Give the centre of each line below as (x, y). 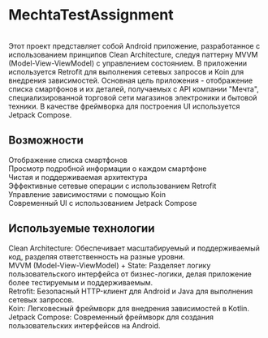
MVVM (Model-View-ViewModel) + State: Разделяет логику (110, 265)
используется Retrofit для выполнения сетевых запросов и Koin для (126, 71)
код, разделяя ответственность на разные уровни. (97, 256)
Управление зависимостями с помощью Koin (87, 194)
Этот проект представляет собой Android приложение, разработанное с (134, 45)
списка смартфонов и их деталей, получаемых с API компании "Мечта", (134, 89)
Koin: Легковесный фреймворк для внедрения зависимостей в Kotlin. (129, 308)
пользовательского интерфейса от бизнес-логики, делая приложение (130, 274)
